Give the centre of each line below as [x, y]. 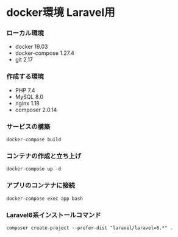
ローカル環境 [25, 33]
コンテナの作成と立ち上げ [44, 156]
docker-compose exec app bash [45, 199]
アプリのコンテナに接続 [41, 185]
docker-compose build [34, 140]
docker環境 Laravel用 [61, 12]
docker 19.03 [31, 47]
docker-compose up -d [34, 169]
